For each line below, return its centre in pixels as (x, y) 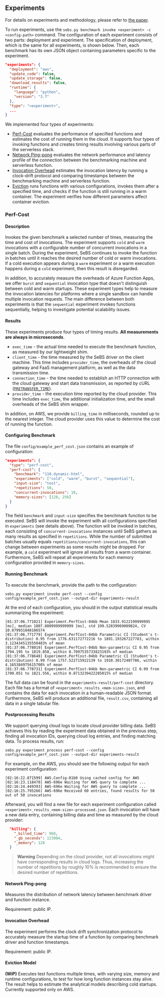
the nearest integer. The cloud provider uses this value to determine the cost (82, 419)
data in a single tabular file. (32, 703)
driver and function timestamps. (37, 942)
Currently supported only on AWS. (40, 989)
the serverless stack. (33, 150)
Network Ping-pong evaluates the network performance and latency (81, 155)
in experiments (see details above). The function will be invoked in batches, (81, 526)
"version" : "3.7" (32, 96)
